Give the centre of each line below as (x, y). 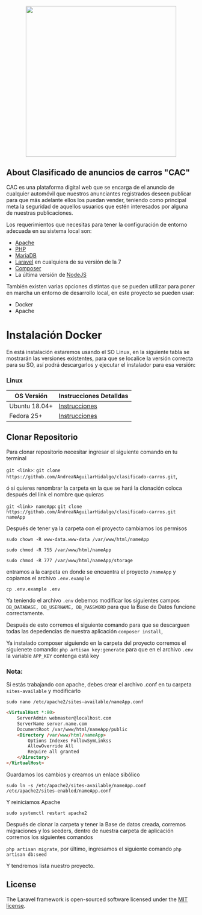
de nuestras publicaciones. (40, 213)
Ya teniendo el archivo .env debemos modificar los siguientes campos (93, 600)
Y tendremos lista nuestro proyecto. (50, 866)
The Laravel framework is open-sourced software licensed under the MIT (97, 899)
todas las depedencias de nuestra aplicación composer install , (85, 631)
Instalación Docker (54, 335)
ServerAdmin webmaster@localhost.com (64, 718)
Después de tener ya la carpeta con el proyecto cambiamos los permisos (97, 528)
